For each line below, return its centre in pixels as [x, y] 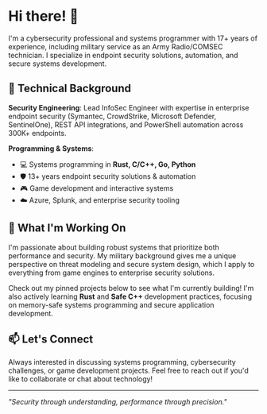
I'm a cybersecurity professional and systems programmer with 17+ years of [133, 38]
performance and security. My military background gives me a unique [122, 255]
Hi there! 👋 [44, 16]
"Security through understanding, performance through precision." [118, 402]
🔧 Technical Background [70, 89]
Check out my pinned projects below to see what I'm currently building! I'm [131, 288]
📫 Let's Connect [51, 339]
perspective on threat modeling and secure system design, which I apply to [132, 264]
